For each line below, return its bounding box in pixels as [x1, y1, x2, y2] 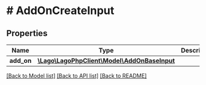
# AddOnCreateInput [6, 4, 115, 18]
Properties [6, 28, 48, 39]
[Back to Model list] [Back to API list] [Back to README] [6, 72, 147, 79]
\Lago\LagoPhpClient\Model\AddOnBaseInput [37, 56, 175, 65]
